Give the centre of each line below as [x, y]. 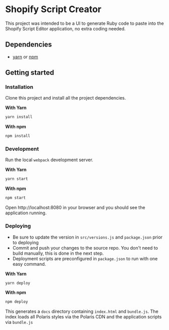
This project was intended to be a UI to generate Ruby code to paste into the [84, 23]
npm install [18, 136]
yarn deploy [18, 283]
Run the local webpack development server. [49, 160]
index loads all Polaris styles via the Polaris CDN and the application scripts [83, 317]
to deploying [25, 242]
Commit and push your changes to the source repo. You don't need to [85, 248]
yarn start [17, 179]
